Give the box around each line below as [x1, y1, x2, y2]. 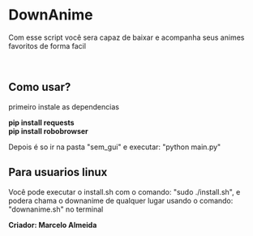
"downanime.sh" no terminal [8, 204, 104, 214]
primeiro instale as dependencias [8, 101, 120, 111]
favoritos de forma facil [8, 41, 87, 50]
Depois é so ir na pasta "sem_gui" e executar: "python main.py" [8, 142, 221, 152]
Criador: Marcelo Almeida [8, 220, 97, 230]
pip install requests [8, 118, 75, 127]
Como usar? [8, 80, 71, 94]
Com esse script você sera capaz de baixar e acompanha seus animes [8, 32, 245, 42]
